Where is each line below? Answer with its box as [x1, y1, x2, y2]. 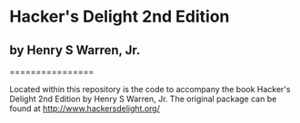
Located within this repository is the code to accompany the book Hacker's [9, 84, 291, 94]
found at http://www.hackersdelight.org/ [9, 103, 161, 114]
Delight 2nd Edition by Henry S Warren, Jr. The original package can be [9, 93, 277, 104]
